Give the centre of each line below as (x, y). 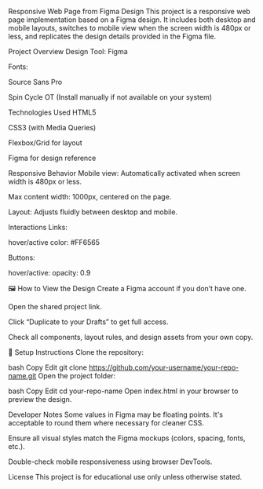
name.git (22, 376)
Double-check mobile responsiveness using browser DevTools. (110, 462)
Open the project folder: (77, 376)
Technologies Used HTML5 (52, 112)
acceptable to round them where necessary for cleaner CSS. (106, 423)
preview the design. (40, 399)
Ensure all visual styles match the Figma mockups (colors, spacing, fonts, (127, 438)
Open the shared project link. (55, 307)
